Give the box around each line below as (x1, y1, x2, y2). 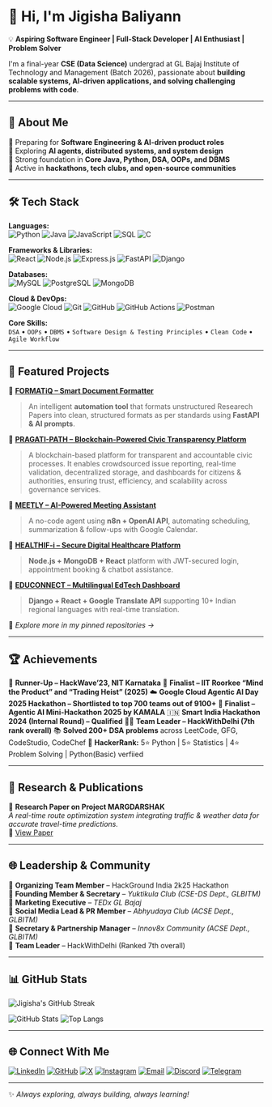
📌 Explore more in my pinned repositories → (8, 620, 155, 630)
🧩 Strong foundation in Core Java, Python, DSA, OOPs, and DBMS (8, 154, 231, 164)
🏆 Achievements (8, 652, 98, 666)
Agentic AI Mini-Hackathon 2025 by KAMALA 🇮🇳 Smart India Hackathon (8, 708, 261, 717)
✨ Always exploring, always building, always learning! (8, 1089, 189, 1100)
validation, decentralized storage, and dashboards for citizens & (28, 467, 241, 477)
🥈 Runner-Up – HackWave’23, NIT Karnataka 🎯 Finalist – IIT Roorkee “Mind (8, 678, 264, 688)
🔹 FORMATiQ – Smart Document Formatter (8, 386, 154, 396)
